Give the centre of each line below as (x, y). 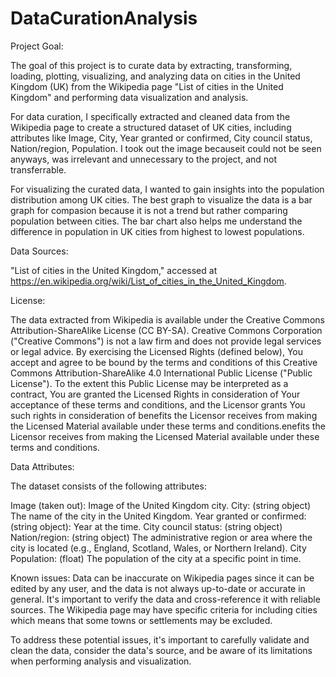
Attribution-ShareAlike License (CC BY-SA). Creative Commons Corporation (166, 330)
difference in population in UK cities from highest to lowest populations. (157, 231)
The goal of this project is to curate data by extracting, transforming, (151, 65)
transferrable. (38, 169)
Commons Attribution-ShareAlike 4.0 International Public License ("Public (161, 373)
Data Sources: (39, 251)
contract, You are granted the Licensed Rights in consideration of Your (155, 394)
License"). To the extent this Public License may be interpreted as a (149, 383)
